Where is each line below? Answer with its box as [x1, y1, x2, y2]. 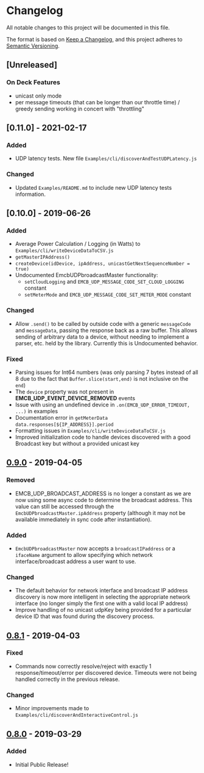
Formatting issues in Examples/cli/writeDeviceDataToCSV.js [15, 426, 166, 434]
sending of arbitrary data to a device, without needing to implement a [15, 333, 189, 340]
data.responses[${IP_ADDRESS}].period [15, 422, 114, 428]
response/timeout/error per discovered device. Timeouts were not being [15, 669, 197, 676]
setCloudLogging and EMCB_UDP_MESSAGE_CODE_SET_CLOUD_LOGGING [24, 278, 185, 286]
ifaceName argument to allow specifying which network [15, 551, 153, 558]
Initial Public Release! [15, 761, 69, 768]
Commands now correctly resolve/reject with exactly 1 [15, 663, 152, 670]
